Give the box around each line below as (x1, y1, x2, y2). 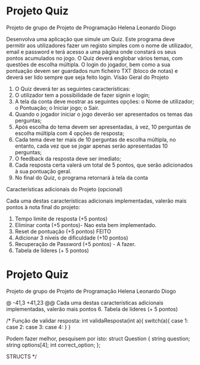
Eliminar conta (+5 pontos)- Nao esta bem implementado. (14, 221, 157, 228)
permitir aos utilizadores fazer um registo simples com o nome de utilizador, (6, 42, 193, 49)
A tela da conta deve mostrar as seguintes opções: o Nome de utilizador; (14, 97, 195, 105)
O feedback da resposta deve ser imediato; (14, 155, 121, 162)
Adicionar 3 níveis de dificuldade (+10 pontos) (14, 234, 128, 241)
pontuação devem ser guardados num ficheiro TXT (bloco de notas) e (6, 67, 178, 74)
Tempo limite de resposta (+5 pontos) (14, 215, 108, 222)
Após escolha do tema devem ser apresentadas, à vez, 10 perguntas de (14, 123, 191, 130)
